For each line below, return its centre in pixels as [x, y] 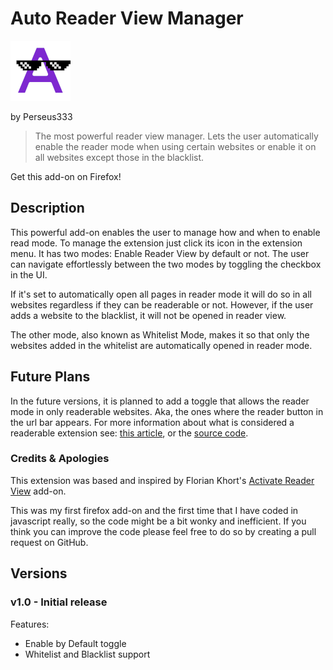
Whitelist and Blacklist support [87, 654]
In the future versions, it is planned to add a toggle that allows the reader [160, 401]
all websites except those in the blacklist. [119, 157]
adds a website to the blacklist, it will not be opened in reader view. [148, 315]
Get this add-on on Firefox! [66, 176]
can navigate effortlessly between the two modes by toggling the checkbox [166, 264]
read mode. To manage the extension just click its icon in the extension [156, 243]
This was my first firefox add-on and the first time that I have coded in [154, 510]
